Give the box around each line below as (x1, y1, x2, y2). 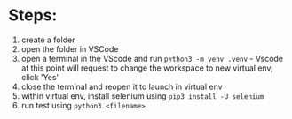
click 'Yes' (20, 71, 59, 82)
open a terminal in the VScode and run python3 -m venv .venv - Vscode (20, 53, 284, 63)
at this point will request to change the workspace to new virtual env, (20, 63, 273, 73)
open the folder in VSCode (20, 43, 119, 54)
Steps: (8, 5, 58, 26)
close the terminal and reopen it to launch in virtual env (20, 81, 223, 92)
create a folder (20, 34, 75, 45)
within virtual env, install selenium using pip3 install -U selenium (20, 90, 264, 101)
